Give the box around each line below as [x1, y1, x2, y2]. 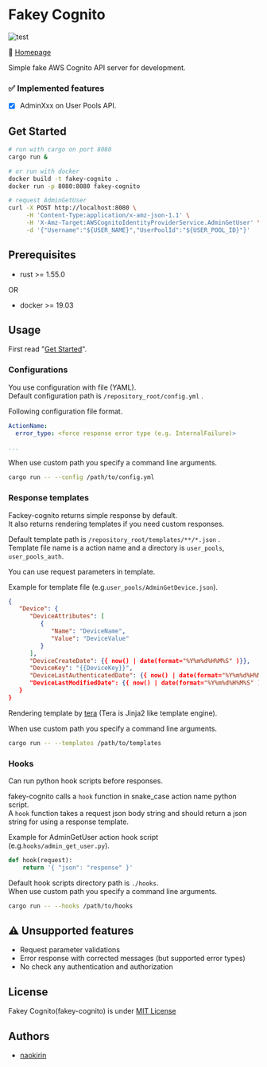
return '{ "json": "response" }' [22, 863, 133, 872]
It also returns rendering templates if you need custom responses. [8, 519, 225, 528]
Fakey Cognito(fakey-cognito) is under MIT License [8, 1006, 176, 1016]
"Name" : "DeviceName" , [50, 627, 126, 635]
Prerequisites [8, 249, 76, 262]
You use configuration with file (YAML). [8, 382, 137, 392]
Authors [8, 1030, 50, 1043]
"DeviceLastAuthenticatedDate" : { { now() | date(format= [29, 672, 222, 680]
